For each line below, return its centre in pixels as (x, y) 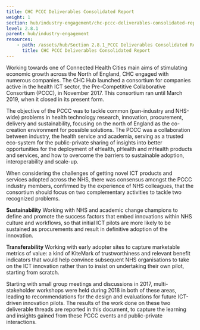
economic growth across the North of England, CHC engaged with (87, 74)
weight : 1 (18, 17)
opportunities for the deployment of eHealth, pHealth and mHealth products (99, 149)
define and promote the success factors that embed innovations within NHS (99, 216)
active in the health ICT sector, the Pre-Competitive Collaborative (86, 87)
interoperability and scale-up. (42, 161)
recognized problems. (33, 198)
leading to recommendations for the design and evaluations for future (91, 297)
